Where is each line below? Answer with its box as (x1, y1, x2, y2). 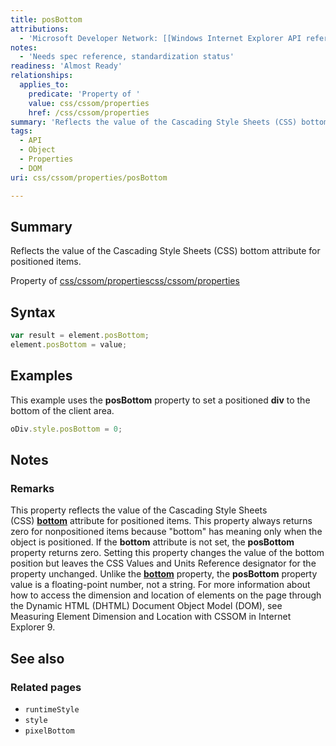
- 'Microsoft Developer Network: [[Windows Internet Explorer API (19, 33, 302, 43)
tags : (10, 126, 33, 136)
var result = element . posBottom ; (10, 331, 150, 341)
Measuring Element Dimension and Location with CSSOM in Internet (10, 611, 292, 623)
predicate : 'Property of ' (28, 89, 141, 99)
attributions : (10, 24, 70, 34)
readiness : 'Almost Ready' (10, 61, 123, 71)
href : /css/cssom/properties (28, 107, 150, 118)
